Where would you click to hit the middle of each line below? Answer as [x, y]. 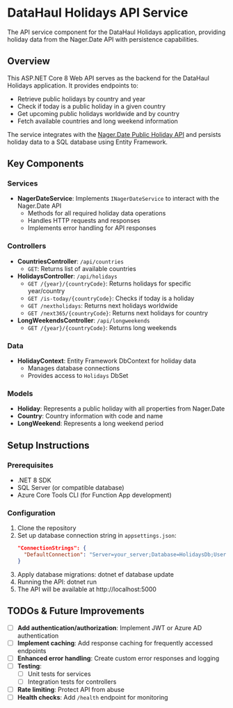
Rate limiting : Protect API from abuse [71, 690]
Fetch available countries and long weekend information [98, 121]
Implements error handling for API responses [92, 228]
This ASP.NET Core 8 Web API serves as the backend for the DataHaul [109, 78]
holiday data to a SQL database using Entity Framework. [88, 142]
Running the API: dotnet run [57, 582]
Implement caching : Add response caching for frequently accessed [115, 643]
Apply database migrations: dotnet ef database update [95, 574]
